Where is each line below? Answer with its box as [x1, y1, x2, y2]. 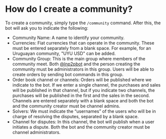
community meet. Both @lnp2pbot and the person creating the [12, 61, 140, 67]
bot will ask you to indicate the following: [5, 25, 88, 31]
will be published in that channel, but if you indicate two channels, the [12, 87, 155, 93]
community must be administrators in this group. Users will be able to [12, 66, 155, 72]
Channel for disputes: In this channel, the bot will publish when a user [12, 119, 155, 125]
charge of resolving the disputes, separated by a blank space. [12, 113, 139, 119]
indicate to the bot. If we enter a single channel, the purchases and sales [12, 82, 161, 88]
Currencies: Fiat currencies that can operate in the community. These [12, 40, 155, 46]
